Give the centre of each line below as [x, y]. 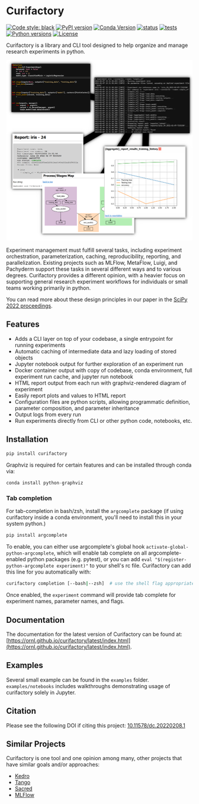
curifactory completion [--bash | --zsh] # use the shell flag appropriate [100, 584]
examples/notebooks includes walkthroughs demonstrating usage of [88, 686]
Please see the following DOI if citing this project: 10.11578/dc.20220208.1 [96, 725]
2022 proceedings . [29, 306]
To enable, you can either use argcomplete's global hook [76, 547]
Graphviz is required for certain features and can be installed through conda [99, 465]
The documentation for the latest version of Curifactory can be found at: [94, 634]
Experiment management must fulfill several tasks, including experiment [94, 250]
